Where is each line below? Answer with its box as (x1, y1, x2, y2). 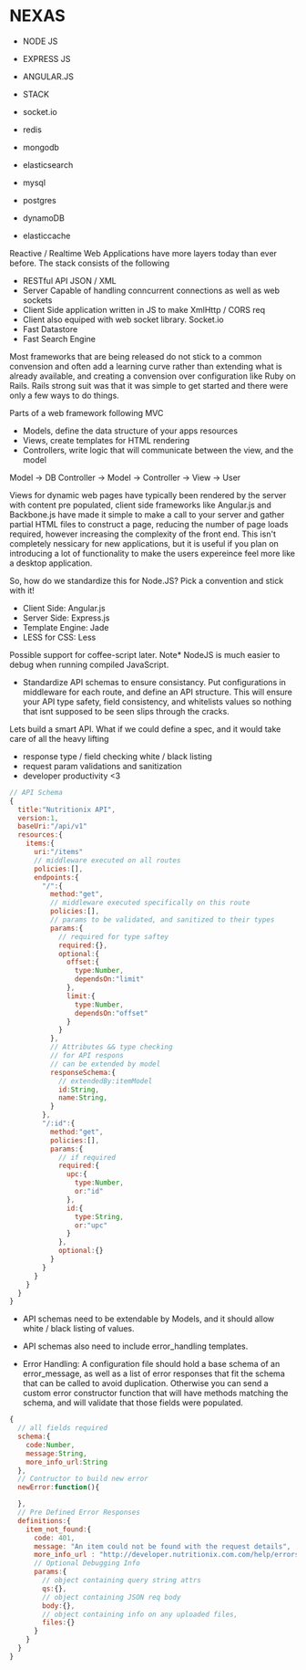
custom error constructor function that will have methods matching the (22, 1388, 289, 1399)
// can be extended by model (49, 1059, 161, 1069)
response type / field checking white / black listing (22, 750, 212, 762)
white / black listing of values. (22, 1323, 135, 1334)
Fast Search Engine (22, 333, 96, 344)
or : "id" (74, 1187, 104, 1196)
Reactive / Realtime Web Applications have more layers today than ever (9, 247, 278, 258)
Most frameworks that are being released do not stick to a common (9, 350, 262, 361)
